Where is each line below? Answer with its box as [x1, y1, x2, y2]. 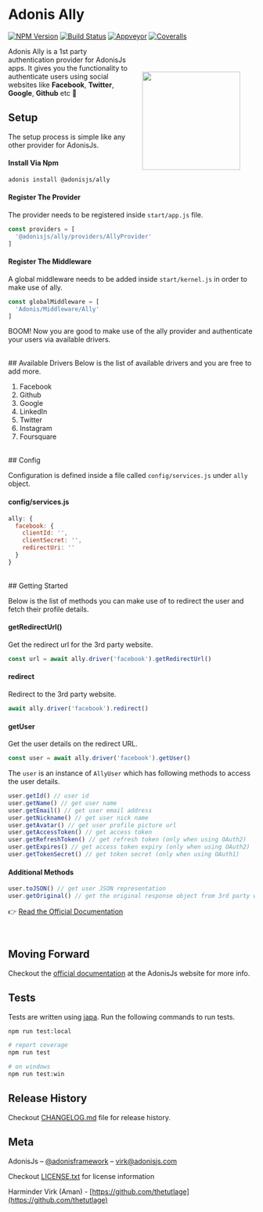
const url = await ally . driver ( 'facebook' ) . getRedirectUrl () [8, 655, 212, 663]
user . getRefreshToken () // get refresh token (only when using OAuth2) [8, 836, 247, 844]
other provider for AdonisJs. [8, 140, 99, 150]
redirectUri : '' [22, 544, 76, 552]
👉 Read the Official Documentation [8, 907, 124, 916]
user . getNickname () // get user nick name [8, 814, 149, 822]
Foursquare [19, 432, 57, 441]
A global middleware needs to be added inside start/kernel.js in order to [8, 274, 248, 283]
